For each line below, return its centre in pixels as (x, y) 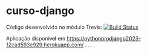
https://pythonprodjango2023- (104, 38)
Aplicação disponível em (36, 38)
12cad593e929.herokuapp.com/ (45, 45)
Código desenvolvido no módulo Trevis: (54, 27)
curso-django (40, 11)
